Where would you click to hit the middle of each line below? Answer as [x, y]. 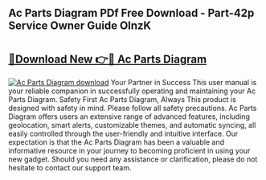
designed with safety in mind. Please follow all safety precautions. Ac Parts [133, 108]
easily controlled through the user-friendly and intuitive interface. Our [123, 133]
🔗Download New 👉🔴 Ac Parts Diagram [108, 59]
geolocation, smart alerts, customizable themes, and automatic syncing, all [132, 125]
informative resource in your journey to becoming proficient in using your [129, 151]
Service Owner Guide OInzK [80, 26]
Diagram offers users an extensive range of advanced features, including [129, 117]
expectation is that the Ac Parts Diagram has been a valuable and [117, 142]
